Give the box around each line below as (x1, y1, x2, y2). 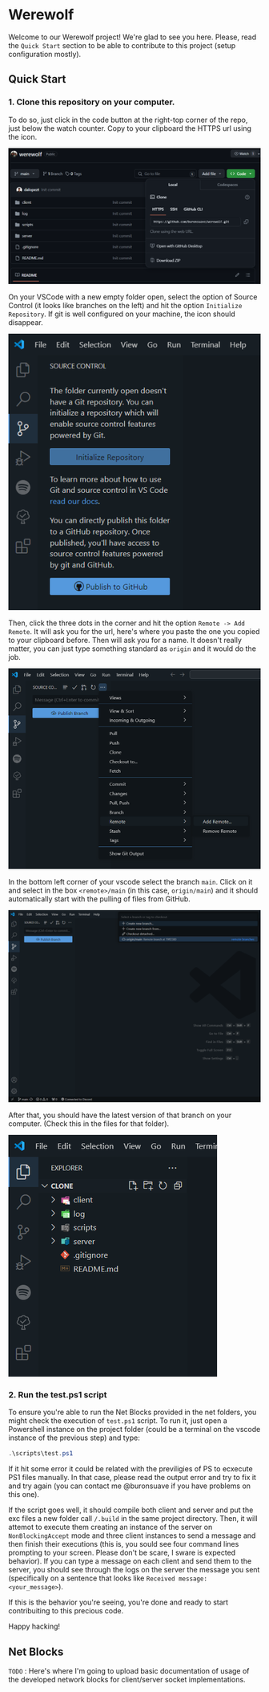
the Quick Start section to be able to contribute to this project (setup (8, 40, 236, 50)
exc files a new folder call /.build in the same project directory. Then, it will (8, 1514, 258, 1523)
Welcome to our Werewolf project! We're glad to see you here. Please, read (8, 32, 257, 42)
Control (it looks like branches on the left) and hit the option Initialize (8, 300, 243, 310)
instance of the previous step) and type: (8, 1433, 140, 1442)
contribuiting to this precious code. (8, 1606, 124, 1616)
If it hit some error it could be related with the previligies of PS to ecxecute (8, 1464, 254, 1474)
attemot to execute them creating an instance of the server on (8, 1523, 213, 1532)
